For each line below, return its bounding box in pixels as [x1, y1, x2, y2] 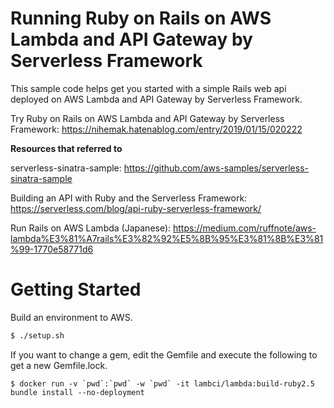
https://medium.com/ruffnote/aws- [173, 222, 317, 234]
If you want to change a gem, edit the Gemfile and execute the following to [10, 348, 318, 361]
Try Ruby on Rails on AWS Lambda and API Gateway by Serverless [10, 112, 285, 124]
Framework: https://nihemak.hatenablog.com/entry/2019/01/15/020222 [10, 123, 303, 135]
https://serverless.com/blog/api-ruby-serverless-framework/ [10, 202, 262, 214]
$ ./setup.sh [10, 330, 65, 341]
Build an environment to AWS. [10, 311, 133, 323]
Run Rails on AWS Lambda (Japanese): [10, 222, 172, 234]
